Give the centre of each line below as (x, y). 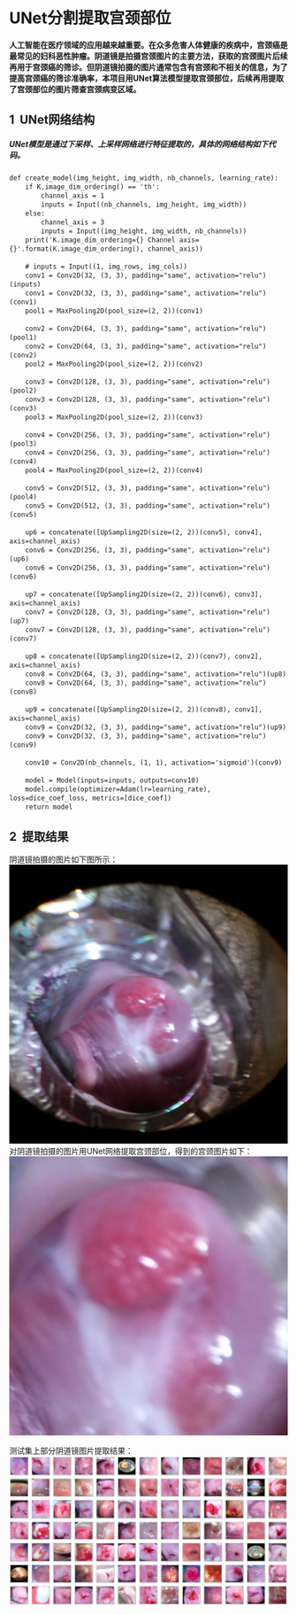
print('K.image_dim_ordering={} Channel (100, 240)
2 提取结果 (39, 837)
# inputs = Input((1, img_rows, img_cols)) (107, 267)
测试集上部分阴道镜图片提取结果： (71, 1450)
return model (49, 807)
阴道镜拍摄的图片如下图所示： (63, 859)
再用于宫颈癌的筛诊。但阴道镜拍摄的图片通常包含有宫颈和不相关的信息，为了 (148, 66)
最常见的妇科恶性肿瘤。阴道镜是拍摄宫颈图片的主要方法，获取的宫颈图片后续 (148, 56)
